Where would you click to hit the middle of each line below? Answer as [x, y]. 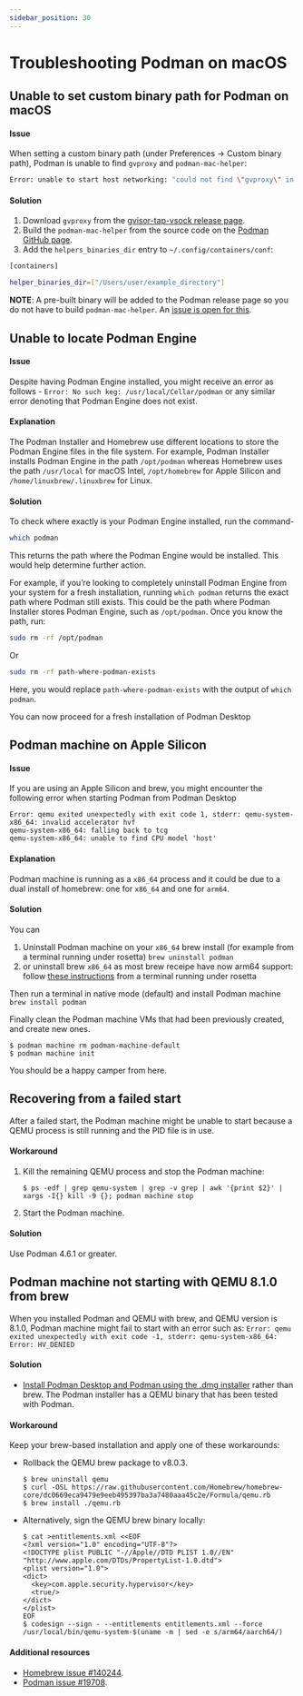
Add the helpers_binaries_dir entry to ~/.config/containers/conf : [148, 250]
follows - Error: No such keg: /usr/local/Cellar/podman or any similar [142, 391]
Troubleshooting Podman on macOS [148, 62]
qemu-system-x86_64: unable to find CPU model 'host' [113, 838]
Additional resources [50, 1652]
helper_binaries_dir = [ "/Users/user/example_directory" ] [117, 283]
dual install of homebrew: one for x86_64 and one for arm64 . [119, 888]
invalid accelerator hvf [89, 823]
